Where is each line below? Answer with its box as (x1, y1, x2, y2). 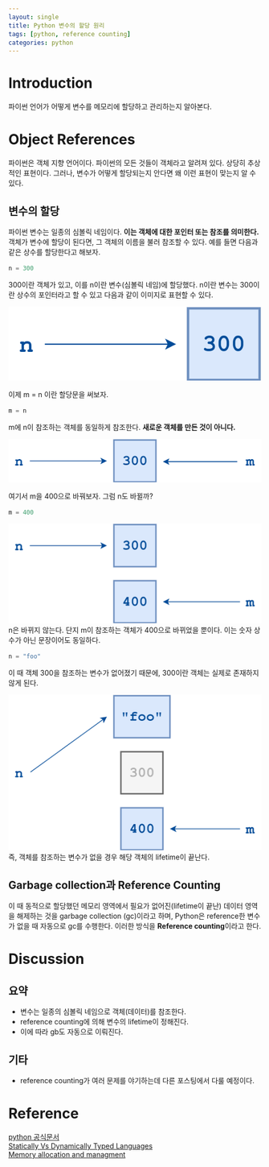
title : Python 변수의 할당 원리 (8, 21, 105, 30)
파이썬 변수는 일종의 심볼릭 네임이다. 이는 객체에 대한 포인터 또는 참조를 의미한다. (8, 226, 259, 237)
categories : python (8, 39, 74, 47)
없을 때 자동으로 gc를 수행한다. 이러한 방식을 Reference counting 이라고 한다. (16, 921, 262, 931)
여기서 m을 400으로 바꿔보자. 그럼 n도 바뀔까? (8, 491, 154, 501)
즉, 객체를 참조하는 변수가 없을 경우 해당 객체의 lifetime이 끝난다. (8, 852, 210, 862)
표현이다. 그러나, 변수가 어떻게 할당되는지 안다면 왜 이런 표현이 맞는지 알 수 (22, 168, 257, 178)
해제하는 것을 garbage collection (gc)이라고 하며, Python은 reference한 (16, 911, 246, 921)
